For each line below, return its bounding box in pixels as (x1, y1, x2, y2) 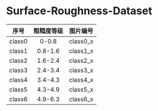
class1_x (69, 46, 94, 55)
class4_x (69, 75, 94, 84)
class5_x (69, 85, 94, 93)
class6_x (69, 95, 94, 103)
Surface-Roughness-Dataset (6, 4, 153, 18)
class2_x (69, 56, 94, 65)
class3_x (69, 66, 94, 74)
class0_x (69, 37, 94, 45)
